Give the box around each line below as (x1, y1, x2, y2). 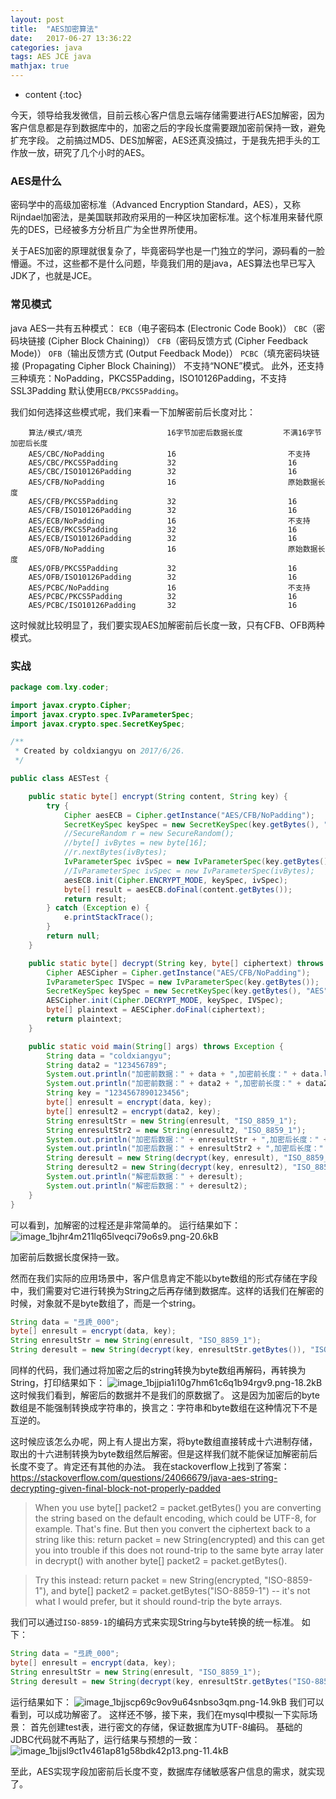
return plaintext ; (46, 1014, 123, 1025)
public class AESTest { (10, 774, 110, 784)
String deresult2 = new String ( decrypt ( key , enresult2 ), (46, 1162, 288, 1173)
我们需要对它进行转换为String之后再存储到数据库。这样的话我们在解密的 (27, 1284, 325, 1296)
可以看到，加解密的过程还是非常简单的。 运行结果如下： (10, 1219, 241, 1231)
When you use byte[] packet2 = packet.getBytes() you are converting (34, 1502, 322, 1514)
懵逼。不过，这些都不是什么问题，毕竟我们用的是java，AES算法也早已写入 (10, 257, 316, 270)
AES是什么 (10, 174, 62, 188)
